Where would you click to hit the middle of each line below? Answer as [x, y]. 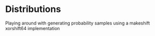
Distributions [33, 9]
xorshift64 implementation [33, 28]
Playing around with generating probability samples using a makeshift [77, 23]
